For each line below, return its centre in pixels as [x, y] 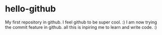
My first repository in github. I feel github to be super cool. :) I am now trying [81, 22]
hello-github [30, 9]
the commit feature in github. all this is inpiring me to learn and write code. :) [81, 27]
